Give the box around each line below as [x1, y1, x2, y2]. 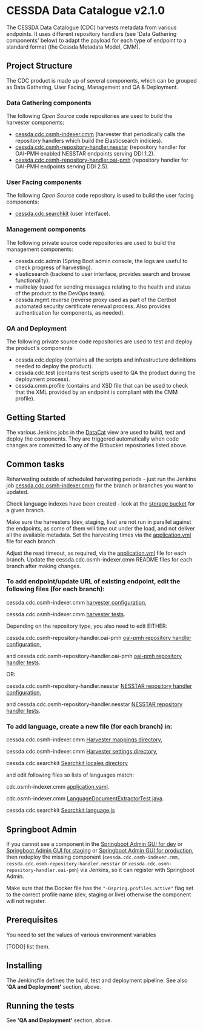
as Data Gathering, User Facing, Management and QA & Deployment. [6, 83, 179, 91]
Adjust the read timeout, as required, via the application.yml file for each [6, 549, 187, 557]
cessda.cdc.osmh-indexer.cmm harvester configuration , [6, 599, 147, 606]
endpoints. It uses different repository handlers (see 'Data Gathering [6, 30, 177, 37]
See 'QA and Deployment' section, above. [6, 1017, 113, 1024]
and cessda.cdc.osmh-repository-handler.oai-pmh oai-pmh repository [6, 652, 182, 659]
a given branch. [6, 506, 45, 513]
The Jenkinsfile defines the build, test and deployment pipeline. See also [6, 977, 188, 984]
